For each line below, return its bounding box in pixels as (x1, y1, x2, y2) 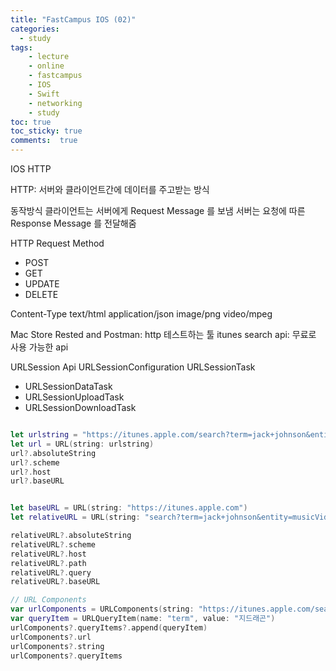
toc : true (10, 117, 52, 127)
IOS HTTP (10, 163, 52, 175)
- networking (28, 98, 83, 108)
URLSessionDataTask (24, 381, 113, 392)
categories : (10, 24, 60, 34)
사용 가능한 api (10, 341, 69, 353)
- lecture (28, 52, 70, 62)
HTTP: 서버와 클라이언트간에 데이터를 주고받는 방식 (10, 184, 210, 195)
